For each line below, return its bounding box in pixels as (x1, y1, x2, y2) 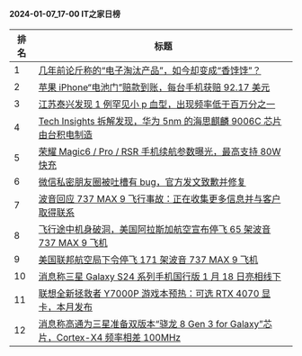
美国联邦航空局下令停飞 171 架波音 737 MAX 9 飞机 (38, 253, 259, 266)
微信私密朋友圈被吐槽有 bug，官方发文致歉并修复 (38, 176, 247, 188)
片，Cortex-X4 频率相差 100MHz (38, 332, 182, 344)
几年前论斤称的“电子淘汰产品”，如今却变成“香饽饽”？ (38, 64, 262, 77)
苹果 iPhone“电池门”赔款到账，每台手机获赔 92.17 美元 (38, 81, 271, 94)
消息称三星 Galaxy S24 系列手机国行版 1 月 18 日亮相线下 (38, 270, 281, 283)
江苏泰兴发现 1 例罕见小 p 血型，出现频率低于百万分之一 (38, 98, 276, 111)
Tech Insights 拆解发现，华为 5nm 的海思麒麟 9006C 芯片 (38, 115, 282, 128)
